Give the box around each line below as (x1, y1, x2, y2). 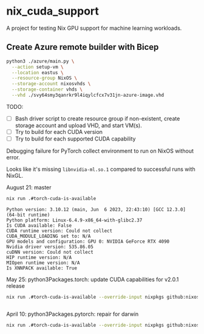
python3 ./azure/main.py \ (6, 58, 75, 64)
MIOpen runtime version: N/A (6, 260, 80, 266)
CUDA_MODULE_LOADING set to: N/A (6, 233, 91, 239)
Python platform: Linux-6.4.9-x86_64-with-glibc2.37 (6, 217, 143, 223)
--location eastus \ (12, 69, 64, 75)
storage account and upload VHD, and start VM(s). (15, 122, 142, 129)
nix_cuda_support (6, 4, 99, 18)
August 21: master (6, 184, 52, 191)
